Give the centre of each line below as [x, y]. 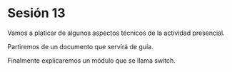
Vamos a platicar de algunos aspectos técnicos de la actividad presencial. [116, 33]
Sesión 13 [36, 13]
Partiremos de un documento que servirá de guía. [80, 46]
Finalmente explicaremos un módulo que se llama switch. [92, 60]
